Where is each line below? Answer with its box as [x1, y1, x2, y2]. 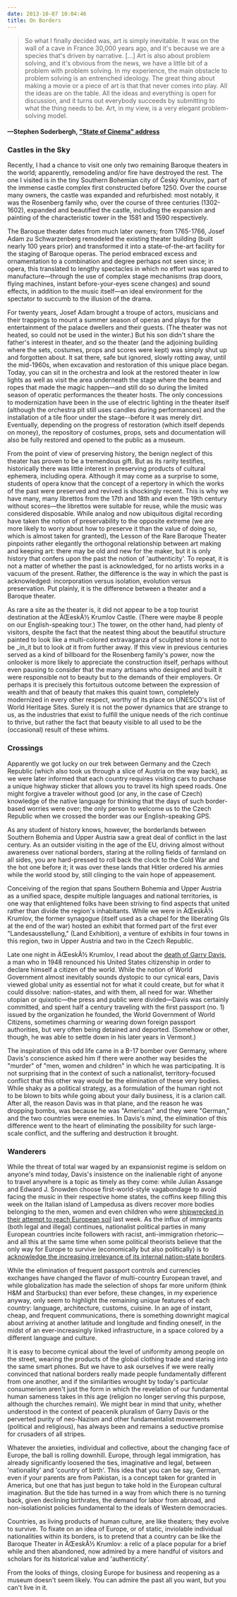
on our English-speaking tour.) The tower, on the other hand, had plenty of [7, 620, 224, 629]
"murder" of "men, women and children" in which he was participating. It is [7, 1061, 226, 1070]
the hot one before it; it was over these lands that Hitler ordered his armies [7, 862, 224, 872]
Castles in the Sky [7, 145, 71, 155]
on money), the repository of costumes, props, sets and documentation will [7, 428, 226, 437]
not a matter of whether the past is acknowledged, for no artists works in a [7, 562, 224, 570]
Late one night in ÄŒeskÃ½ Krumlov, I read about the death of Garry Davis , [7, 950, 227, 958]
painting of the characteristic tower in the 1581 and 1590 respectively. [7, 213, 209, 222]
